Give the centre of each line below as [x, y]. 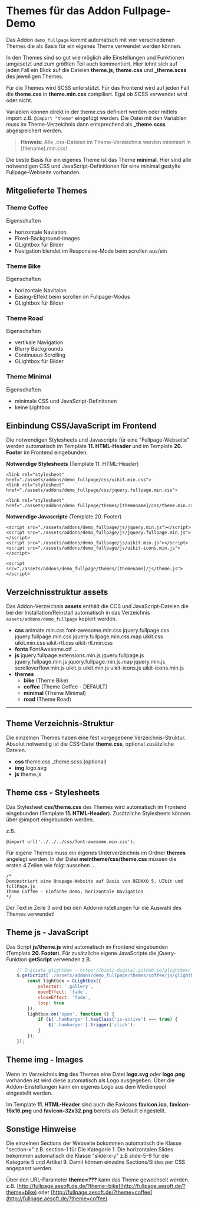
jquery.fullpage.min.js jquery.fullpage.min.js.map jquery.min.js [90, 662]
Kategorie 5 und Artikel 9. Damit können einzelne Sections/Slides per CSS [96, 1162]
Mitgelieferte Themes [47, 191]
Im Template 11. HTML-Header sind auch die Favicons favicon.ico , [87, 1104]
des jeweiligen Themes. [35, 76]
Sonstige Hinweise [41, 1129]
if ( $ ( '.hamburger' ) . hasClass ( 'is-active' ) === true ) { [108, 1020]
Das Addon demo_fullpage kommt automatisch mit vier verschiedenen [90, 40]
